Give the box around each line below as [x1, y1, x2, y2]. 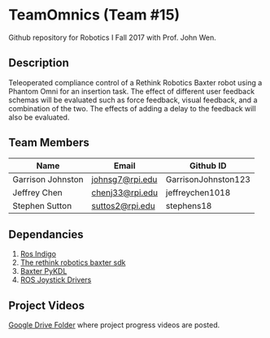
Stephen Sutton [12, 200, 72, 211]
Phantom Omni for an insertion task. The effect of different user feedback [8, 86, 255, 96]
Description [8, 56, 69, 70]
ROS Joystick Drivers [20, 275, 92, 285]
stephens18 [165, 200, 212, 211]
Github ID [189, 160, 227, 171]
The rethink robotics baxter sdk [20, 258, 126, 267]
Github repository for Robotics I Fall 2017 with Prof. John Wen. [8, 32, 217, 42]
